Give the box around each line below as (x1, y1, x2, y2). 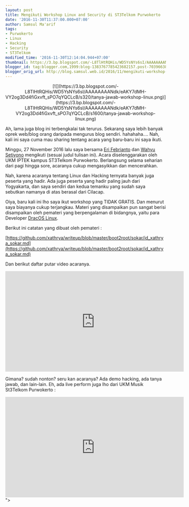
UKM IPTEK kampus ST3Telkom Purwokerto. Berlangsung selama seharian (5, 157, 163, 163)
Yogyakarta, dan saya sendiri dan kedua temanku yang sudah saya (5, 183, 146, 189)
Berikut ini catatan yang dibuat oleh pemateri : (5, 225, 102, 231)
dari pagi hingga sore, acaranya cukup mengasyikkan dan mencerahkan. (5, 163, 158, 168)
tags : (5, 27, 17, 32)
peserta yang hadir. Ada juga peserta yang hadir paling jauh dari (5, 178, 140, 184)
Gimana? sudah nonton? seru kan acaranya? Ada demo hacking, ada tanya (5, 376, 162, 382)
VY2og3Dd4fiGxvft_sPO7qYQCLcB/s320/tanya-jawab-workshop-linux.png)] (5, 94, 166, 100)
